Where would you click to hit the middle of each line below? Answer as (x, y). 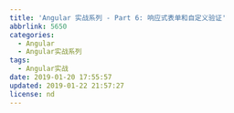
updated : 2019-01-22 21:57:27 (67, 86)
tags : (20, 60)
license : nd (32, 94)
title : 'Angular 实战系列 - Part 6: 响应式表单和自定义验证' (118, 18)
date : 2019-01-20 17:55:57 (61, 77)
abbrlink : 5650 (38, 26)
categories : (32, 35)
